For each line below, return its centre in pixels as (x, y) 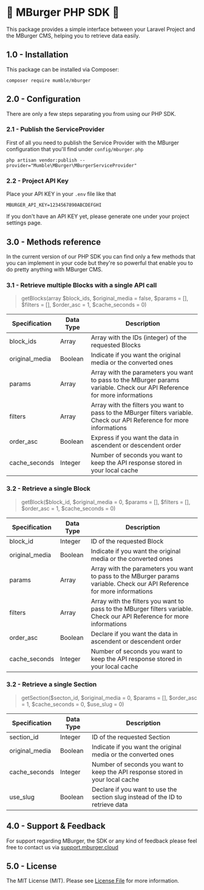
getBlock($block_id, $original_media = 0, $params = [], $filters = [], (106, 502)
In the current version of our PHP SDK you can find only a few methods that (101, 256)
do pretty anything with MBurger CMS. (55, 269)
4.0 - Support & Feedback (56, 826)
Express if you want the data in (135, 438)
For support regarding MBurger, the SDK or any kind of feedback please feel (102, 841)
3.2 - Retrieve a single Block (49, 489)
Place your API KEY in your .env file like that (61, 194)
